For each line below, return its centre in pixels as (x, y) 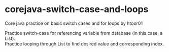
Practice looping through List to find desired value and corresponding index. (84, 43)
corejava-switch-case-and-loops (77, 9)
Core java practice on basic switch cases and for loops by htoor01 (74, 23)
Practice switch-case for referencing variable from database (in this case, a (84, 33)
